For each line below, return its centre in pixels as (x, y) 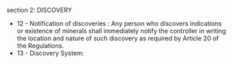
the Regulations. (40, 46)
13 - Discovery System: (50, 53)
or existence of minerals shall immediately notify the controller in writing (121, 31)
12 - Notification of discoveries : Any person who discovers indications (119, 23)
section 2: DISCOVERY (39, 10)
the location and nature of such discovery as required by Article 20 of (118, 38)
